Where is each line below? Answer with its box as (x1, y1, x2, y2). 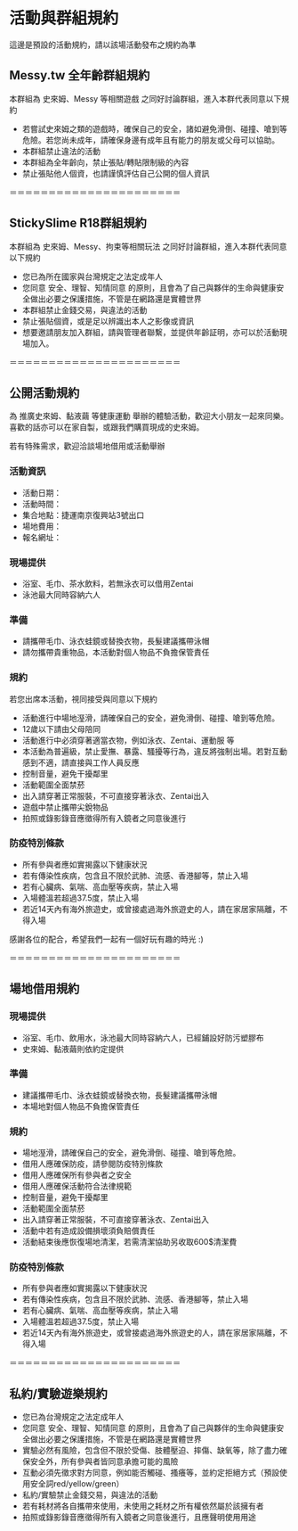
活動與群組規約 (9, 8, 119, 29)
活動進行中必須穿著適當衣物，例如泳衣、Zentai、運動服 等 (21, 735, 235, 745)
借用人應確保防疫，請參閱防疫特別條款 (21, 1158, 163, 1169)
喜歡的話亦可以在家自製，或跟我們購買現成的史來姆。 (9, 422, 205, 432)
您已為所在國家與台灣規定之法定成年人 (21, 271, 163, 282)
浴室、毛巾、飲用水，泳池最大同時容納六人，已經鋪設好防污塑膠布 (21, 1032, 264, 1043)
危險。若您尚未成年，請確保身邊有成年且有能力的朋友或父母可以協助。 (21, 135, 280, 145)
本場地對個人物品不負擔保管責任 (21, 1100, 140, 1111)
